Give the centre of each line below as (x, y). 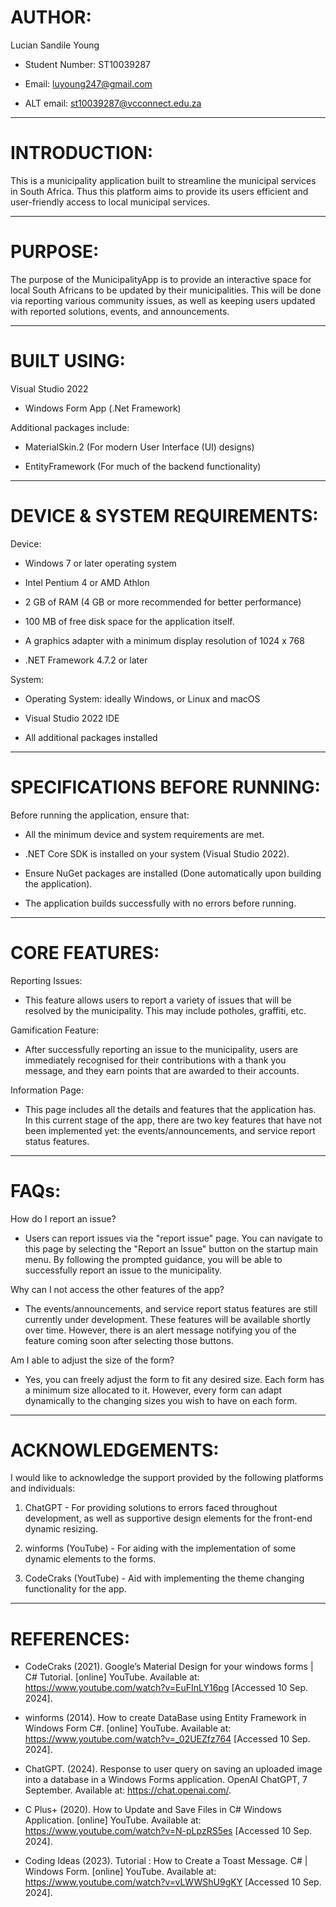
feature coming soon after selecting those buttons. (129, 1340)
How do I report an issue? (63, 1218)
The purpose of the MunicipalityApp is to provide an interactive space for (161, 279)
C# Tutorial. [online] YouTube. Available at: (112, 1677)
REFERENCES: (70, 1638)
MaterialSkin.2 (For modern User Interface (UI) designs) (139, 447)
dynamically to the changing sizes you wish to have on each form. (161, 1400)
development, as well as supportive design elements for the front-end (168, 1518)
